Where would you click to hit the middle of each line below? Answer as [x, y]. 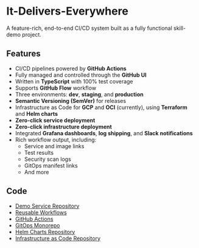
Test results [39, 152]
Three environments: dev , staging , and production [79, 94]
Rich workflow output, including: [56, 140]
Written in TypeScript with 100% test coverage [74, 81]
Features [23, 54]
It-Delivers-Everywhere [68, 11]
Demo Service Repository [47, 206]
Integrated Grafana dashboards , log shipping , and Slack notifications [104, 133]
